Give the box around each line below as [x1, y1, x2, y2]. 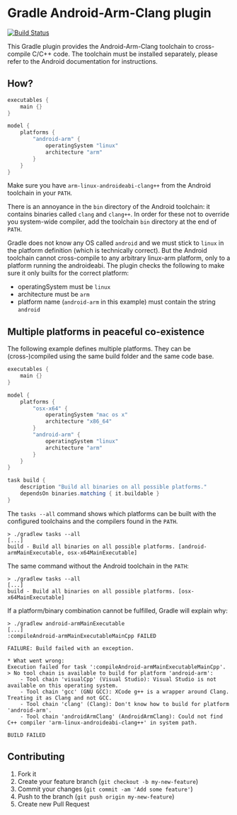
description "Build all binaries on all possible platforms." [20, 484, 207, 491]
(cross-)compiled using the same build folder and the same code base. [7, 352, 214, 360]
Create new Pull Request [17, 799, 90, 808]
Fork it [17, 770, 37, 778]
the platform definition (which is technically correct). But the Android [7, 246, 207, 255]
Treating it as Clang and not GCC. [7, 694, 112, 702]
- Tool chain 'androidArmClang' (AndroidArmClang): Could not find [20, 713, 223, 720]
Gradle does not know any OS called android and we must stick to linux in [7, 239, 224, 247]
